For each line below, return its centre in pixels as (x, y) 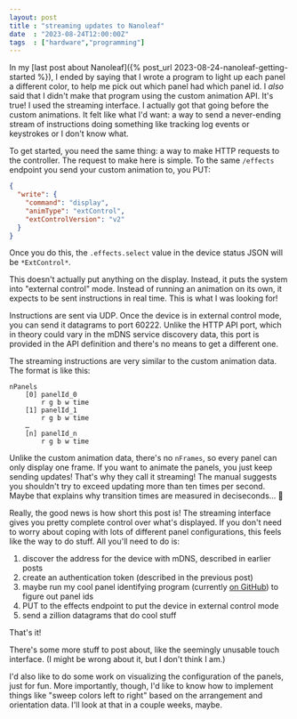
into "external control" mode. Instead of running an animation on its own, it (146, 289)
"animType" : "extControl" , (75, 211)
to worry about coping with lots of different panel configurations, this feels (145, 532)
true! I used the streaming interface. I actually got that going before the (139, 105)
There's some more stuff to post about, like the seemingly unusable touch (144, 650)
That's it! (25, 633)
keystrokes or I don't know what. (69, 133)
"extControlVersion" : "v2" (75, 219)
